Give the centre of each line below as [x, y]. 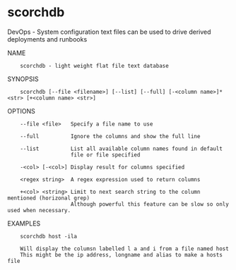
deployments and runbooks [47, 39]
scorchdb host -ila [49, 236]
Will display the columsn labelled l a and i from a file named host [125, 248]
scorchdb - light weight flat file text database [95, 66]
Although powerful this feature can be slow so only [150, 204]
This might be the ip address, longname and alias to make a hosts [121, 254]
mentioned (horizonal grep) [49, 198]
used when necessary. [39, 210]
